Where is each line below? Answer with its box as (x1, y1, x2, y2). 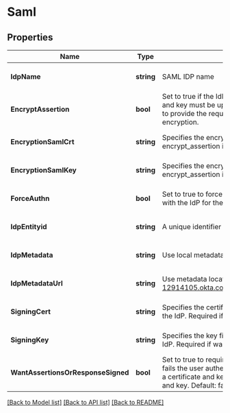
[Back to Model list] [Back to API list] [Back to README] (7, 399, 164, 406)
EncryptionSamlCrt (10, 137, 75, 146)
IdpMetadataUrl (10, 279, 63, 288)
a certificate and (162, 372, 215, 381)
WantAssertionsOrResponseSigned (10, 368, 129, 377)
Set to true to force (162, 189, 223, 199)
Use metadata (162, 274, 207, 283)
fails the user (162, 364, 204, 373)
